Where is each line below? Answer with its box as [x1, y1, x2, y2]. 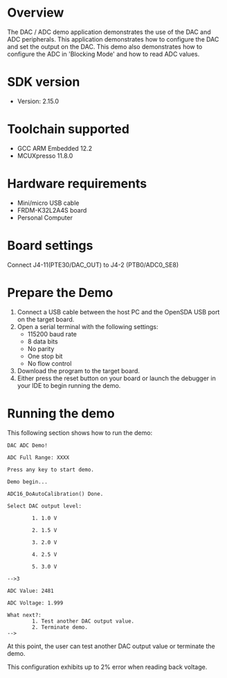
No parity [27, 344, 55, 353]
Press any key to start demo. [7, 466, 95, 473]
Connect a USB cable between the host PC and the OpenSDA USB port [17, 307, 220, 316]
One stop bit [27, 352, 63, 360]
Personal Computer [17, 213, 73, 222]
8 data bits [27, 337, 58, 346]
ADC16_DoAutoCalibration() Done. [7, 490, 104, 497]
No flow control [27, 359, 72, 368]
